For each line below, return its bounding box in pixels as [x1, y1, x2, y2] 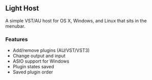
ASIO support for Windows [12, 58, 70, 64]
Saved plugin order [12, 69, 53, 75]
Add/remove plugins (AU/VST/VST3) [12, 47, 90, 54]
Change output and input [12, 53, 66, 59]
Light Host [5, 4, 39, 13]
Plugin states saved [12, 64, 54, 70]
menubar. [5, 23, 26, 29]
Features [5, 36, 28, 43]
